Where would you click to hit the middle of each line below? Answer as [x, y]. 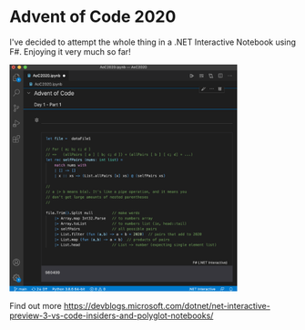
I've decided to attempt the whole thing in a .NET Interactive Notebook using [153, 42]
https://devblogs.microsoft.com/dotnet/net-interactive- [167, 306]
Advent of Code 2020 [93, 17]
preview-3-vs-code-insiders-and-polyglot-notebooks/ [112, 315]
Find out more [36, 306]
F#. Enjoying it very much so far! [70, 51]
